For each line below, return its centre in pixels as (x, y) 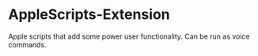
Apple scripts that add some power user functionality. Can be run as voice (129, 36)
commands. (28, 44)
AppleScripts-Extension (89, 15)
